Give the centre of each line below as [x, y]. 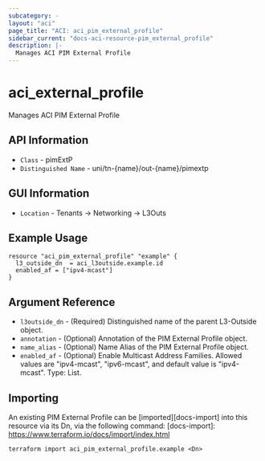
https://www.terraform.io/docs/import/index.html [89, 434]
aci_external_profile [76, 93]
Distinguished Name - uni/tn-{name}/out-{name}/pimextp [114, 168]
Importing [33, 398]
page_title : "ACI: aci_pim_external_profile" [86, 31]
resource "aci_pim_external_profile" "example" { [93, 257]
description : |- [35, 46]
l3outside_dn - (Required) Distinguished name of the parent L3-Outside [138, 321]
